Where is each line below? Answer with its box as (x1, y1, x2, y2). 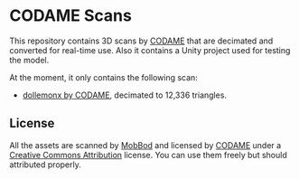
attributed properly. (9, 159, 81, 170)
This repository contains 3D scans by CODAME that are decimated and (9, 35, 274, 46)
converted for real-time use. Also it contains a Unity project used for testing (9, 44, 291, 55)
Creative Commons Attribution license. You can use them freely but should (9, 149, 287, 160)
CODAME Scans (9, 5, 133, 26)
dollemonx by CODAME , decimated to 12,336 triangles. (22, 89, 228, 100)
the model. (9, 54, 50, 65)
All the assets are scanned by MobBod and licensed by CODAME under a (9, 139, 282, 150)
